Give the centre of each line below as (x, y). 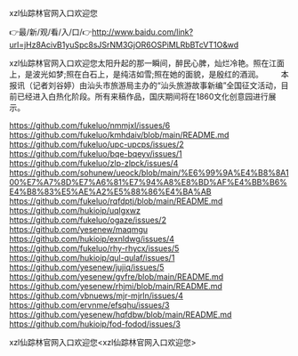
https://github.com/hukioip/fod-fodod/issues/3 (95, 324)
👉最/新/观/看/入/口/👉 (51, 32)
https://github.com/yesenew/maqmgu (79, 229)
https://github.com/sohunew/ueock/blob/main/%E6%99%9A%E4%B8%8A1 (149, 173)
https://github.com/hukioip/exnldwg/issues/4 (92, 239)
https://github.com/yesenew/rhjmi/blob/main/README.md (116, 286)
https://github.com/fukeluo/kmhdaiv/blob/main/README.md (119, 135)
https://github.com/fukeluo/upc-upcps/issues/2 (97, 144)
